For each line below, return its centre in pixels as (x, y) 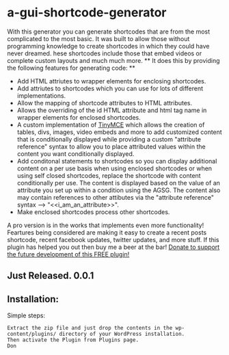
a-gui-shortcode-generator (87, 13)
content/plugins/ (32, 334)
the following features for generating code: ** (71, 68)
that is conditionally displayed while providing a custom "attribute (109, 139)
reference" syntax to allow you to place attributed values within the (111, 146)
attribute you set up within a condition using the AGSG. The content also (119, 190)
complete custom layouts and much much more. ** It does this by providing (113, 60)
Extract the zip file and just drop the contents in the (90, 328)
